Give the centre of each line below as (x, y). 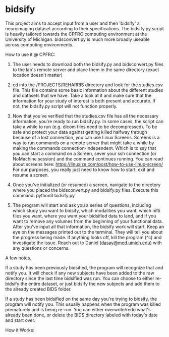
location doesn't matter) (38, 75)
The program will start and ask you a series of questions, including (82, 205)
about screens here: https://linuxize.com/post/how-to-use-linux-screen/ (88, 164)
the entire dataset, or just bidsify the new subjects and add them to (90, 284)
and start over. (20, 320)
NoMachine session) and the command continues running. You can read (88, 159)
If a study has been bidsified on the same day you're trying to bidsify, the (81, 299)
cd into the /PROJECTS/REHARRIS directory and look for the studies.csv (88, 85)
